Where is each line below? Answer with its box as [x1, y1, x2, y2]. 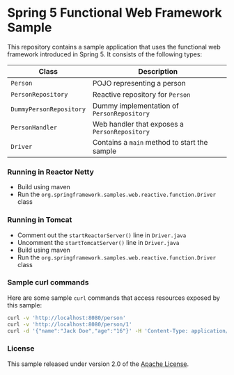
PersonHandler [10, 123, 58, 131]
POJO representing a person [92, 78, 186, 88]
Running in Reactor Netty [7, 167, 94, 177]
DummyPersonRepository [10, 105, 86, 113]
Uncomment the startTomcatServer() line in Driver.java [17, 238, 180, 246]
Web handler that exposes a [92, 119, 185, 129]
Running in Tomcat [7, 215, 72, 225]
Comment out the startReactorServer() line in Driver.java [17, 231, 187, 239]
